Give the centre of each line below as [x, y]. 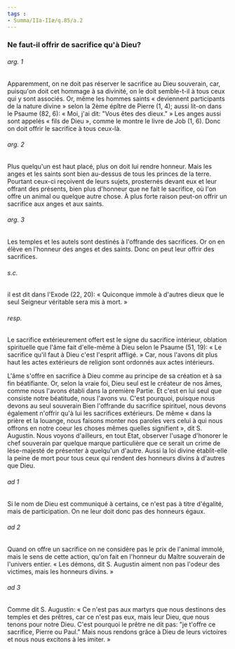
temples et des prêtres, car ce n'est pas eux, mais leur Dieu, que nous [108, 617]
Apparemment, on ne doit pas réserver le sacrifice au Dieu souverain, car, [114, 83]
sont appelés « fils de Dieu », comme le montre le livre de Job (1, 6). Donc [114, 121]
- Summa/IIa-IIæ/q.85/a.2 [45, 20]
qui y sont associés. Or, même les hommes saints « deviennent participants [116, 99]
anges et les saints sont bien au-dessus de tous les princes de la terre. [109, 174]
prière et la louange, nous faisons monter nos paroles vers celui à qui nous [115, 421]
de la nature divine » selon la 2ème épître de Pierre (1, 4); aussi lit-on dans [115, 106]
